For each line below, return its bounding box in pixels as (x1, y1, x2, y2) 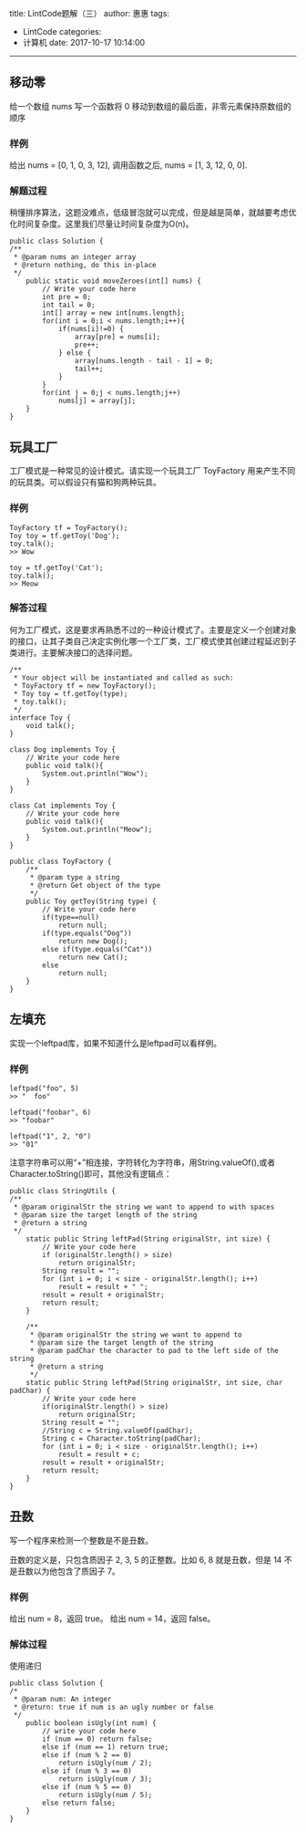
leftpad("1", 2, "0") (9, 1131, 92, 1140)
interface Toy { (9, 713, 71, 723)
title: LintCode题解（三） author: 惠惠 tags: (9, 8, 170, 18)
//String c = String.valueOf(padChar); (42, 1426, 194, 1435)
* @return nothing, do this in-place (13, 261, 157, 270)
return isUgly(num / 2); (57, 1759, 153, 1768)
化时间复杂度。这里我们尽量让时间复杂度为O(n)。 (9, 218, 194, 230)
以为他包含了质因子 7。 (33, 1566, 120, 1577)
